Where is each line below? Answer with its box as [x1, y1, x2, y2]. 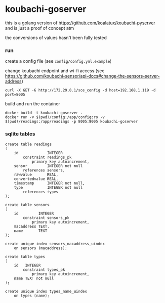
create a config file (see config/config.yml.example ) [5, 58, 112, 64]
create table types [5, 254, 45, 259]
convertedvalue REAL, [14, 176, 58, 181]
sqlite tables [5, 130, 36, 137]
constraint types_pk [23, 267, 65, 272]
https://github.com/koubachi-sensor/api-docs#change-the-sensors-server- [5, 73, 160, 79]
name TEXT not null [14, 276, 54, 281]
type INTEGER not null [14, 185, 83, 190]
